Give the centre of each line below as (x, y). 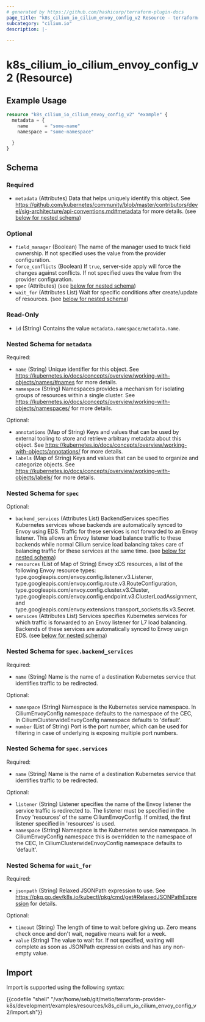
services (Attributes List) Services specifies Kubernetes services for (101, 616)
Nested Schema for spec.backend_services (70, 651)
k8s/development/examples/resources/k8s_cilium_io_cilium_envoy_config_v (101, 1005)
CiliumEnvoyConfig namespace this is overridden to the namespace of (104, 837)
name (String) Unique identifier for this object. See (77, 369)
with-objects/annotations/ (48, 451)
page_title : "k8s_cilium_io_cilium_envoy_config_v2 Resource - (88, 18)
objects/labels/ (34, 477)
